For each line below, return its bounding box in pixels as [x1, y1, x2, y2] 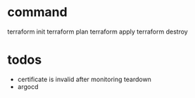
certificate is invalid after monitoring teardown [17, 75, 151, 83]
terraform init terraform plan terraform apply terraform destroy [7, 27, 188, 36]
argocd [17, 82, 39, 91]
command [7, 4, 68, 20]
